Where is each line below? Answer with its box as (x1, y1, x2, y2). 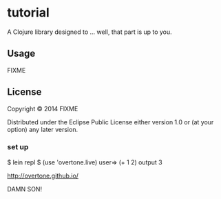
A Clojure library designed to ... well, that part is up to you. (7, 28, 172, 36)
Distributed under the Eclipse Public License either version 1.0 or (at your (7, 117, 214, 126)
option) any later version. (7, 125, 78, 133)
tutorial (7, 5, 50, 21)
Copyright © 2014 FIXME (7, 104, 78, 113)
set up (7, 142, 29, 152)
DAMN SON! (7, 184, 43, 193)
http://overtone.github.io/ (7, 171, 79, 180)
